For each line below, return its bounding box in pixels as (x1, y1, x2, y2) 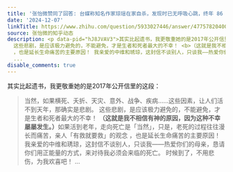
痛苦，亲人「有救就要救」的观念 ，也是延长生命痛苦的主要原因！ (36, 131, 221, 139)
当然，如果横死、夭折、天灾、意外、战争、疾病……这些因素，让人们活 (24, 96, 223, 105)
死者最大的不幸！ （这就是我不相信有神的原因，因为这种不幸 (48, 114, 221, 122)
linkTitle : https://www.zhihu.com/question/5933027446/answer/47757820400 (7, 23, 228, 30)
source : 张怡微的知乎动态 (7, 29, 74, 37)
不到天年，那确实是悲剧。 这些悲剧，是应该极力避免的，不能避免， (24, 105, 215, 113)
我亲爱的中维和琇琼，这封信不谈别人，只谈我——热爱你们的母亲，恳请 (24, 139, 225, 148)
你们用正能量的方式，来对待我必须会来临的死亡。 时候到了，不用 (24, 148, 209, 157)
